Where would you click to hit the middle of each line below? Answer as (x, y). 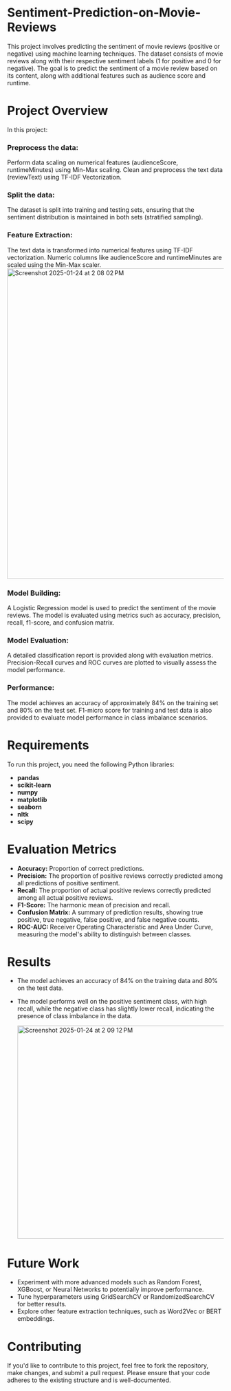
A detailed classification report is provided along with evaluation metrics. (110, 656)
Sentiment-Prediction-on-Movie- (104, 13)
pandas (28, 777)
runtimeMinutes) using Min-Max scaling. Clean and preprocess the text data (115, 170)
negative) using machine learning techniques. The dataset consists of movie (115, 54)
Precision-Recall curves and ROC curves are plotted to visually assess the (112, 662)
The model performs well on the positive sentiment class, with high (112, 1002)
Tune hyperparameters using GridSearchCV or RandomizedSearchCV (115, 1297)
